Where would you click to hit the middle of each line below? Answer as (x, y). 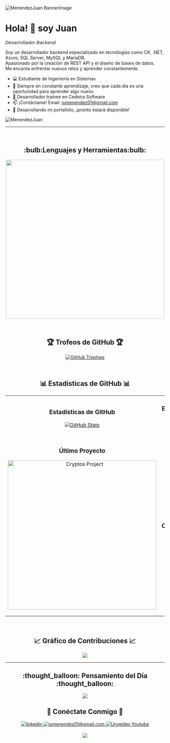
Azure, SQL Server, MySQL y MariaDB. (46, 57)
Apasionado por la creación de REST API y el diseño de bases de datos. (80, 63)
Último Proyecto (82, 451)
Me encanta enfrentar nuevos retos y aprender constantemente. (72, 68)
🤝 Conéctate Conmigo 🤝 (85, 712)
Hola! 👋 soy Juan (41, 28)
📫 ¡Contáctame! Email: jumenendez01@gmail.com (65, 102)
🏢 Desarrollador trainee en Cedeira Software (59, 97)
